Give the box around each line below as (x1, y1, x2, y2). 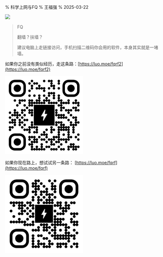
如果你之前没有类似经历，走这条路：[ (5, 61, 80, 67)
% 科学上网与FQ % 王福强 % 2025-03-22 (5, 4, 89, 10)
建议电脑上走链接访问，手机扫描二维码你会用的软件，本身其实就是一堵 (17, 44, 159, 50)
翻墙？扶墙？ (17, 34, 43, 40)
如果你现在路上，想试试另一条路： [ (5, 160, 77, 165)
